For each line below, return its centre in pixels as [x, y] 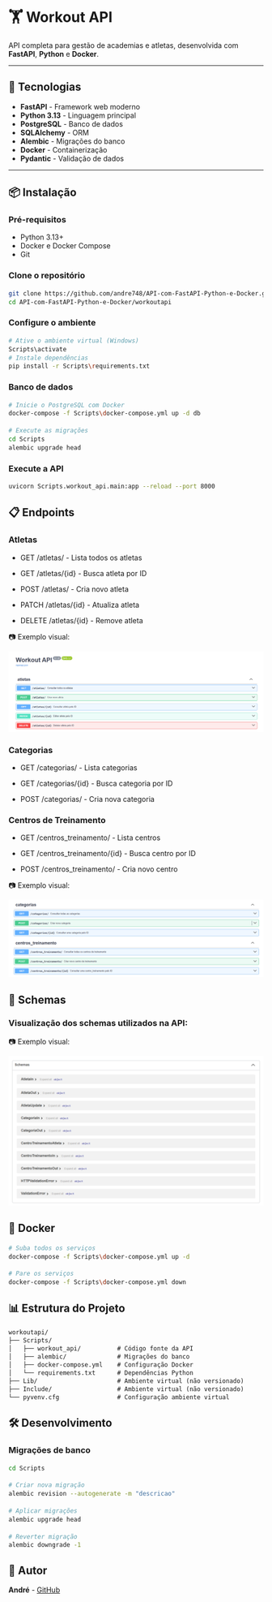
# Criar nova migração [47, 1485]
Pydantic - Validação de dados [72, 158]
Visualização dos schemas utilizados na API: [98, 1023]
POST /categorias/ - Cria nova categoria [87, 799]
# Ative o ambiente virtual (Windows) [74, 340]
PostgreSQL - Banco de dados [72, 123]
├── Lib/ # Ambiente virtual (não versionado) [126, 1381]
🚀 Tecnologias [45, 87]
